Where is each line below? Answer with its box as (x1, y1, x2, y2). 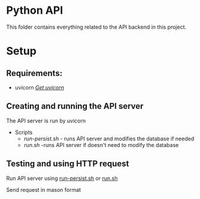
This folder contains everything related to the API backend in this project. (6, 23, 187, 30)
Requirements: (6, 68, 63, 78)
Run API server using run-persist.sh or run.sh (6, 174, 118, 182)
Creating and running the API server (6, 101, 144, 111)
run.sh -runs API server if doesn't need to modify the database (23, 141, 179, 148)
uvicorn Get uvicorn (14, 84, 65, 91)
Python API (6, 4, 63, 17)
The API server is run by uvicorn (6, 117, 86, 124)
